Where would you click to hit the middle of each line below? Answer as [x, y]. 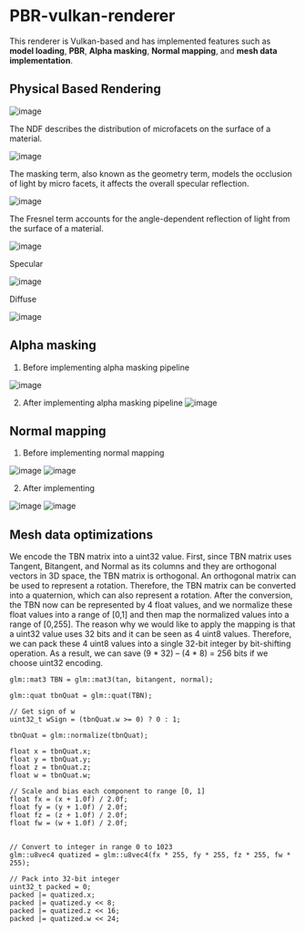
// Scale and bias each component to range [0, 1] [107, 792]
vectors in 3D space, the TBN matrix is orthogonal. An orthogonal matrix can [153, 576]
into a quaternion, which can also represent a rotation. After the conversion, [151, 595]
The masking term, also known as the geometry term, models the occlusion [151, 173]
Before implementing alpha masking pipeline [106, 367]
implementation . [41, 60]
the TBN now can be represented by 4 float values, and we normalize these [151, 605]
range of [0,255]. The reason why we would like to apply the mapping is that [152, 624]
